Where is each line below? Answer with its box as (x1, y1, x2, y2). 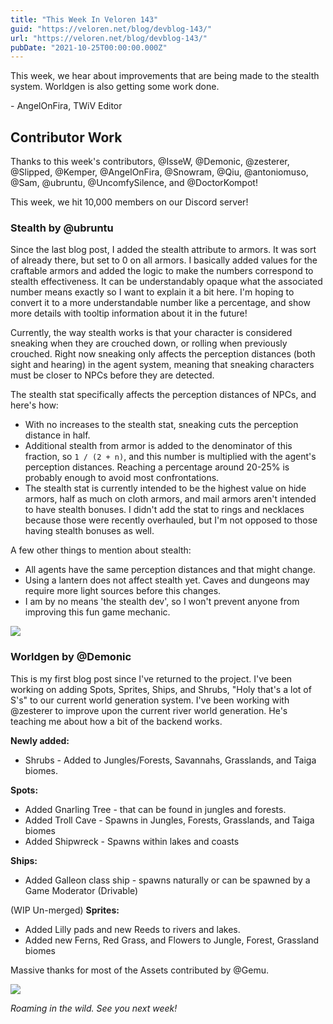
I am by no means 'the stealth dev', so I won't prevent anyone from (24, 596, 300, 608)
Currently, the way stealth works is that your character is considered (10, 327, 293, 339)
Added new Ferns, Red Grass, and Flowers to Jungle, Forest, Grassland (24, 934, 320, 946)
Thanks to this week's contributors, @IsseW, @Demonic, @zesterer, (10, 156, 290, 168)
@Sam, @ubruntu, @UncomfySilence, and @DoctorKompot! (10, 177, 258, 189)
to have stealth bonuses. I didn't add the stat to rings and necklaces (24, 504, 305, 516)
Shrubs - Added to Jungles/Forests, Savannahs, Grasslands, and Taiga (24, 754, 317, 766)
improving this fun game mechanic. (24, 606, 171, 618)
